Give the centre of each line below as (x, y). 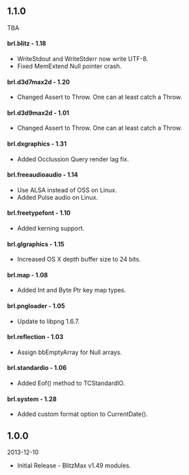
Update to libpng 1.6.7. (48, 321)
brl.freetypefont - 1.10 (39, 213)
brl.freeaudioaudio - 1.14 (43, 175)
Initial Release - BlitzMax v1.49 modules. (74, 465)
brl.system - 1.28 (32, 399)
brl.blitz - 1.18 (27, 43)
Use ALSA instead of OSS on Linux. (67, 190)
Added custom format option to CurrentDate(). (83, 414)
